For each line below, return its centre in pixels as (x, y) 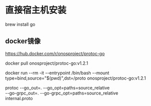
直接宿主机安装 (36, 10)
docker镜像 (23, 41)
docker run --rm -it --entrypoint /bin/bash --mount (57, 73)
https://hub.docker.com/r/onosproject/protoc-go (55, 53)
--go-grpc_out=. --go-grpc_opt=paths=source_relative (62, 93)
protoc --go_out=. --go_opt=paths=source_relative (57, 88)
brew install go (20, 24)
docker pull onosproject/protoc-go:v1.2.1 (47, 63)
